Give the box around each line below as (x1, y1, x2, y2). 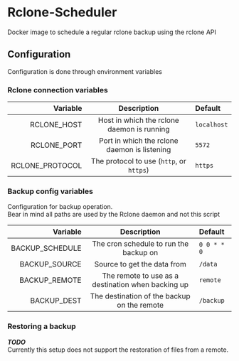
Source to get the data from (94, 259, 186, 269)
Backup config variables (7, 186, 94, 196)
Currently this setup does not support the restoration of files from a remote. (7, 345, 229, 354)
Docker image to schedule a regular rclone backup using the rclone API (7, 28, 217, 36)
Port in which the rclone (99, 136, 179, 146)
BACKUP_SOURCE (19, 259, 82, 269)
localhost (195, 121, 228, 129)
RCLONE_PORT (31, 140, 83, 150)
